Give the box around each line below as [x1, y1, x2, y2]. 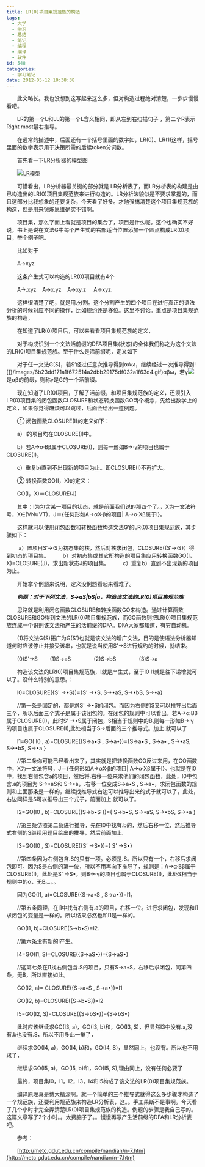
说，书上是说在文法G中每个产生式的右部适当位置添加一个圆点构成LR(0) [6, 226, 185, 234]
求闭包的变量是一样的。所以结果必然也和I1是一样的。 [6, 912, 138, 919]
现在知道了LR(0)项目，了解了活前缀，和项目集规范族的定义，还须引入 [16, 389, 191, 396]
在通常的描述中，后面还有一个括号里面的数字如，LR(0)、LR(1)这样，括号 [16, 136, 198, 144]
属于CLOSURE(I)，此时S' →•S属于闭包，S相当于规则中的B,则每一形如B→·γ [6, 717, 194, 725]
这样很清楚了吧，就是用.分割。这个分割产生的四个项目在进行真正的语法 [16, 299, 195, 306]
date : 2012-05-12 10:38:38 [6, 77, 75, 83]
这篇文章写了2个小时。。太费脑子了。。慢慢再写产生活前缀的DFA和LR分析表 [6, 1114, 192, 1121]
